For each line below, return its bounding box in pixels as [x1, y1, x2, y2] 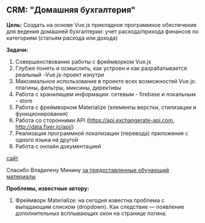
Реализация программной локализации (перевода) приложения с [15, 129, 188, 137]
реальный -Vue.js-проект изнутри [15, 70, 105, 78]
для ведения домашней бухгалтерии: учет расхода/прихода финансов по [6, 28, 199, 35]
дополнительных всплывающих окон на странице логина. [15, 210, 167, 217]
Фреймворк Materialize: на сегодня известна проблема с [15, 196, 165, 204]
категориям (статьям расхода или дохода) [6, 34, 118, 42]
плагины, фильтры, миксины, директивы [15, 84, 121, 91]
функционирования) [15, 110, 69, 117]
